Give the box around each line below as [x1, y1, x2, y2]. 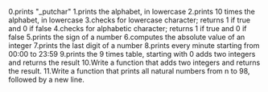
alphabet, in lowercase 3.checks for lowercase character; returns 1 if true [8, 15, 251, 25]
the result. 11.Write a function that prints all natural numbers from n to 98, [8, 66, 250, 75]
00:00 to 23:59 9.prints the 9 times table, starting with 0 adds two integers [8, 50, 256, 58]
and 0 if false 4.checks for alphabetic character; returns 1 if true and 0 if [8, 24, 247, 33]
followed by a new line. [8, 75, 85, 84]
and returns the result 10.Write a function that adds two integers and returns [8, 58, 261, 67]
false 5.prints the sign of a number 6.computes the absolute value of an [8, 32, 245, 42]
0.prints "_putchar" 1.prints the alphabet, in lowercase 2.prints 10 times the [8, 7, 256, 16]
